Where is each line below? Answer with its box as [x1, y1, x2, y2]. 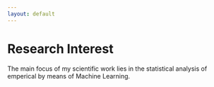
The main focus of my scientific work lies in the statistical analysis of [7, 64, 208, 73]
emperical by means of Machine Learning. [7, 71, 131, 80]
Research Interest [7, 40, 114, 57]
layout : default [7, 10, 55, 18]
